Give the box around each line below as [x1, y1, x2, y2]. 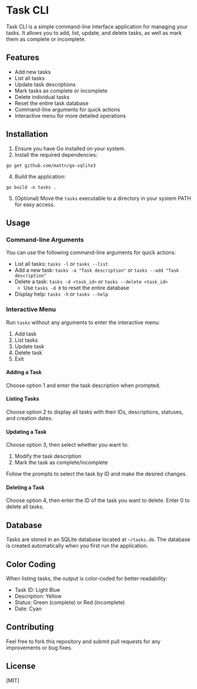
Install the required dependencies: [14, 151, 98, 158]
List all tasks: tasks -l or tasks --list [14, 261, 109, 268]
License [6, 661, 36, 671]
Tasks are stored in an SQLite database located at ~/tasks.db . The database [6, 536, 191, 543]
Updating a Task [6, 428, 47, 435]
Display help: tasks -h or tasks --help [14, 291, 109, 298]
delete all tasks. [6, 503, 44, 510]
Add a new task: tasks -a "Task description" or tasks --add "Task [14, 266, 179, 274]
